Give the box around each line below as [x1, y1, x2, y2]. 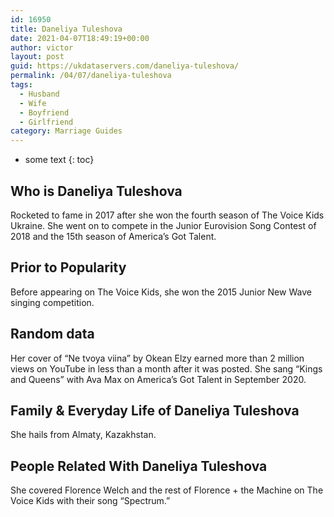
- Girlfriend [19, 117, 74, 127]
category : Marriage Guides [10, 126, 123, 136]
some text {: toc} [24, 154, 95, 166]
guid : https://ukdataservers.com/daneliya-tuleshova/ [10, 61, 240, 71]
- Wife [19, 98, 47, 108]
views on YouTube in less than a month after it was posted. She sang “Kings [10, 362, 323, 375]
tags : [10, 80, 33, 90]
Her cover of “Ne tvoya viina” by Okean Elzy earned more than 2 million [10, 352, 305, 364]
